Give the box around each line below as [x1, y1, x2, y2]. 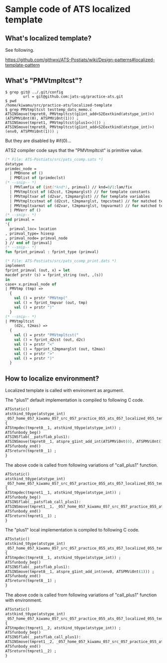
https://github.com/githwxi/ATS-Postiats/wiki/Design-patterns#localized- [5, 57, 155, 63]
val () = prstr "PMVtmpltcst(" [14, 333, 79, 338]
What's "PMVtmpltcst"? [5, 76, 83, 85]
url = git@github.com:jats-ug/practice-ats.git [23, 94, 123, 99]
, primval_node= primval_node [5, 236, 68, 241]
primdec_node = [5, 166, 37, 171]
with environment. [5, 597, 42, 603]
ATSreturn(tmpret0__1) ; [5, 448, 57, 453]
